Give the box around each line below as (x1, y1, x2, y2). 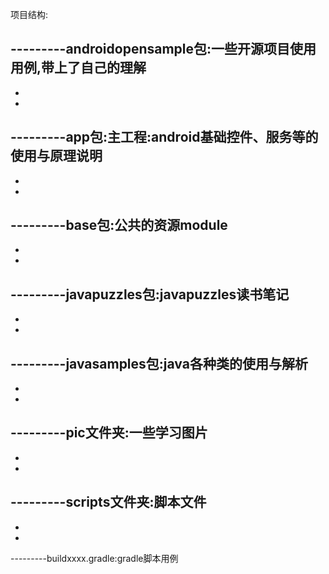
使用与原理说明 (10, 148, 103, 165)
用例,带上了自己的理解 (10, 59, 147, 77)
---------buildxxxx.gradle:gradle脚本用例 (10, 552, 179, 564)
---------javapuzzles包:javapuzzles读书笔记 (10, 286, 290, 303)
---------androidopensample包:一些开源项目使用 (10, 41, 317, 58)
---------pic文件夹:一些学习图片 (10, 424, 208, 442)
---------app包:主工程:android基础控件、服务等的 (10, 129, 319, 146)
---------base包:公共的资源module (10, 217, 228, 234)
